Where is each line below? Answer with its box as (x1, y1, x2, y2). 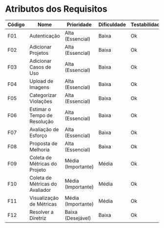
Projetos (29, 49, 49, 56)
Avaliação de (29, 126, 59, 133)
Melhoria (29, 146, 50, 153)
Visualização (29, 194, 59, 201)
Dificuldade (98, 21, 126, 28)
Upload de (29, 77, 54, 84)
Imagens (29, 84, 50, 91)
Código (7, 21, 25, 28)
